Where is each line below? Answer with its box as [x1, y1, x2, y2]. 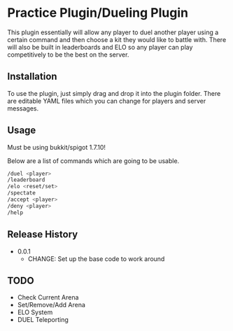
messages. [7, 104, 39, 113]
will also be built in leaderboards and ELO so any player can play [7, 43, 193, 51]
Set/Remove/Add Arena [17, 301, 86, 309]
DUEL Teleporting [17, 316, 69, 324]
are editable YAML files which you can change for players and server [7, 97, 206, 105]
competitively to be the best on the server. [7, 50, 129, 59]
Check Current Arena [17, 293, 79, 302]
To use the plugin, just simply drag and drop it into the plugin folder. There [7, 89, 221, 97]
